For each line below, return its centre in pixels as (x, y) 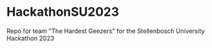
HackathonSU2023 (63, 12)
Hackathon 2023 (30, 38)
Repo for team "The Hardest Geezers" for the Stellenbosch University (106, 31)
